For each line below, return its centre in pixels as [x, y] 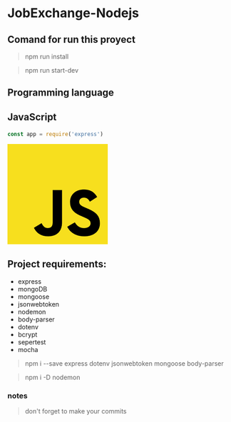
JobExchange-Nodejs [73, 13]
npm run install [47, 56]
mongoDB [32, 289]
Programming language [61, 93]
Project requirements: [57, 264]
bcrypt [27, 334]
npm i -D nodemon [52, 377]
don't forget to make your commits [76, 411]
